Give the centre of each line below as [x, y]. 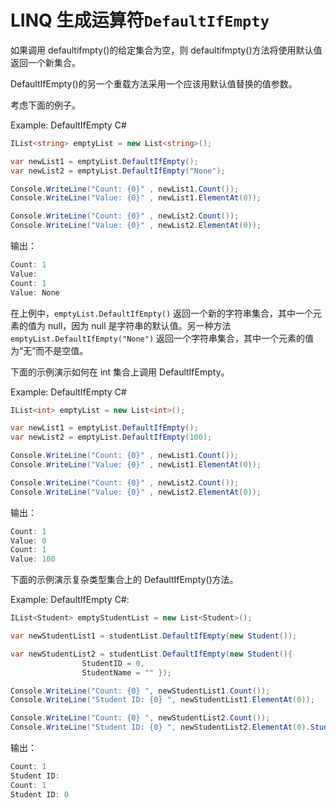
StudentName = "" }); [126, 672]
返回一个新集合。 [45, 62]
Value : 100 [33, 559]
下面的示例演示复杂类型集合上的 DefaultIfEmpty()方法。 [124, 580]
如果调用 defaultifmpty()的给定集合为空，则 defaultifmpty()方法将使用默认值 [166, 50]
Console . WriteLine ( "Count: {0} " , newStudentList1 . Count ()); [140, 691]
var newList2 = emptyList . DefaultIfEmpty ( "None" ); [118, 171]
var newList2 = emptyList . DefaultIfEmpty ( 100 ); [111, 437]
